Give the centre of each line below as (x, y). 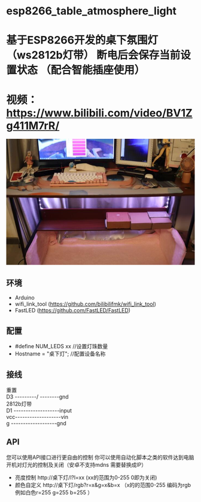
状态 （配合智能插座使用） (81, 70)
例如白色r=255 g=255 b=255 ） (54, 492)
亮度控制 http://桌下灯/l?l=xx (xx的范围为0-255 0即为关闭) (86, 477)
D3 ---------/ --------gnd (37, 397)
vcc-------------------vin (37, 416)
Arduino (25, 298)
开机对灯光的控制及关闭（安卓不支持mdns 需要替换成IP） (77, 464)
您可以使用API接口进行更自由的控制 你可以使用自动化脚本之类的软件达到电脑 (100, 457)
